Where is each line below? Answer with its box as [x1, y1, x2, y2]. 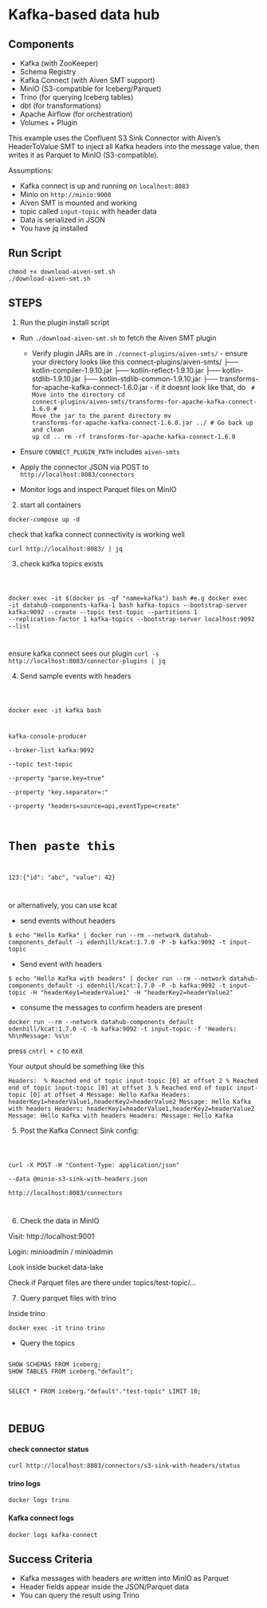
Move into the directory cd [31, 391, 125, 399]
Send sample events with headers [19, 672, 132, 681]
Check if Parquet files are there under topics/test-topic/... [8, 1278, 197, 1287]
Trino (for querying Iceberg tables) [19, 93, 134, 101]
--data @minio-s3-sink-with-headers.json [8, 1175, 148, 1183]
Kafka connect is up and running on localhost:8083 [19, 181, 190, 191]
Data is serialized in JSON [19, 215, 105, 224]
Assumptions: [8, 166, 53, 175]
